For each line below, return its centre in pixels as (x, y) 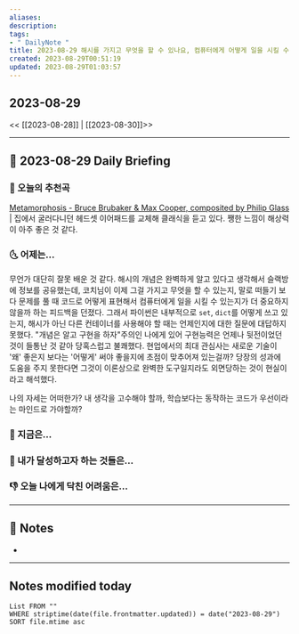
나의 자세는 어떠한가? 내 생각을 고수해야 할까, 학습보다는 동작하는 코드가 (133, 398)
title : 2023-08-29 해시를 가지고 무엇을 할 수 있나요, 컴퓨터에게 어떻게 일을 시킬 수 (149, 51)
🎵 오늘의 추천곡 (40, 188)
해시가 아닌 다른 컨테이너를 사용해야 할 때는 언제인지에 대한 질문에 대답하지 (158, 323)
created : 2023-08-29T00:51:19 (65, 59)
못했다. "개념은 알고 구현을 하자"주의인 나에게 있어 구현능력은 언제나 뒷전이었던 (146, 334)
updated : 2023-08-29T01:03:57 (65, 68)
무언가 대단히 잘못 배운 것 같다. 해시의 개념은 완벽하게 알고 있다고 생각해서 (137, 279)
